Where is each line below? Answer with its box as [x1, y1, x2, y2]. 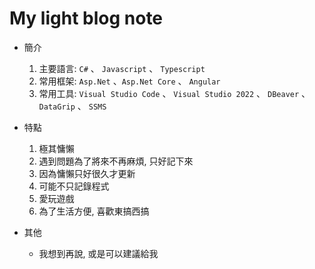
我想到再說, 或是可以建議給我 [38, 247, 159, 259]
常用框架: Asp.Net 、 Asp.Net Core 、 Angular [38, 75, 221, 87]
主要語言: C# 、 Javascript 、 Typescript [38, 62, 206, 74]
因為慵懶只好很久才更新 [38, 167, 136, 179]
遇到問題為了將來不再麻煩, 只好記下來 [38, 155, 194, 167]
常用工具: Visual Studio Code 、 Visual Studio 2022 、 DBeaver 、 [38, 87, 311, 99]
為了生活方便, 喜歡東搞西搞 [38, 205, 150, 217]
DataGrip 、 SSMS [38, 100, 107, 112]
